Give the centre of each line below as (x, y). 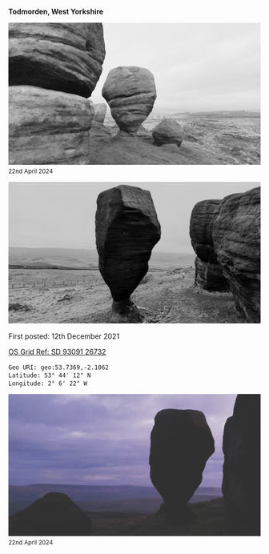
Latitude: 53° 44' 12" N (50, 375)
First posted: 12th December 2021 (64, 336)
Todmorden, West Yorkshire (56, 12)
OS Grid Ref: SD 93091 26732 (57, 352)
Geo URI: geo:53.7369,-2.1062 (59, 367)
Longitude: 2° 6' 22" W (48, 383)
